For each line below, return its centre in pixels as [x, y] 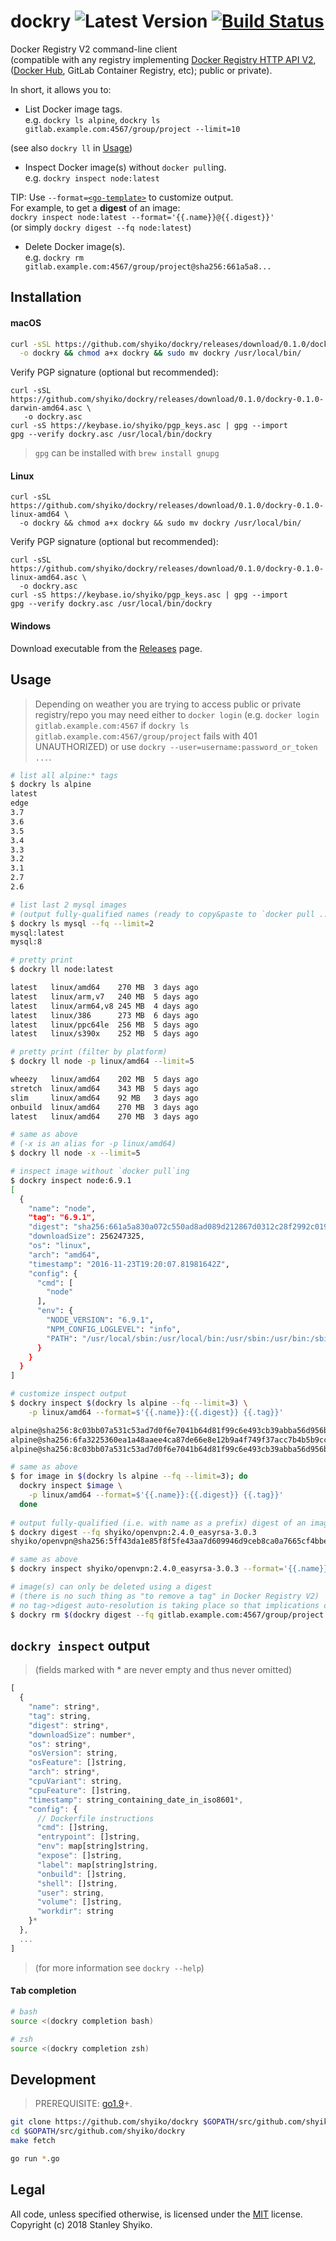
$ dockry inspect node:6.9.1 [71, 1180]
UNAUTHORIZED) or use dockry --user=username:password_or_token [176, 746]
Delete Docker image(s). [75, 246]
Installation [46, 297]
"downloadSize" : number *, [82, 1735]
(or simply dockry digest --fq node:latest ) [101, 227]
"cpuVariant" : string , [75, 1781]
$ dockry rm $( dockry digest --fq [82, 1615]
